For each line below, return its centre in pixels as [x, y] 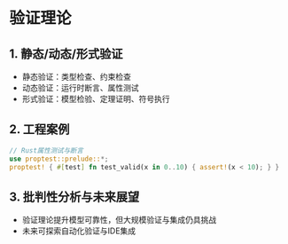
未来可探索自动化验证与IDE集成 [79, 231]
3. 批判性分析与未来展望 [74, 197]
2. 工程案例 [39, 130]
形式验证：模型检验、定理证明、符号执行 [96, 99]
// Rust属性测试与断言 [47, 150]
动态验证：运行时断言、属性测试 [80, 88]
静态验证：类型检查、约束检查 [76, 77]
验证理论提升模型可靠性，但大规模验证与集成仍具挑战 [119, 220]
